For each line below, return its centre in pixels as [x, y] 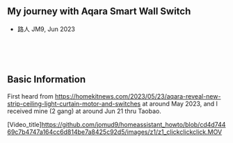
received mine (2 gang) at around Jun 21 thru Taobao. [84, 111]
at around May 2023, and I [180, 103]
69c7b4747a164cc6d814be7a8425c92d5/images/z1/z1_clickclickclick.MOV [115, 132]
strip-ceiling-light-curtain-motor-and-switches [74, 103]
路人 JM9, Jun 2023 [46, 29]
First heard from [30, 96]
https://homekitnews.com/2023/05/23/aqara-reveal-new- [138, 96]
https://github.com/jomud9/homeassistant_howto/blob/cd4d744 [134, 124]
